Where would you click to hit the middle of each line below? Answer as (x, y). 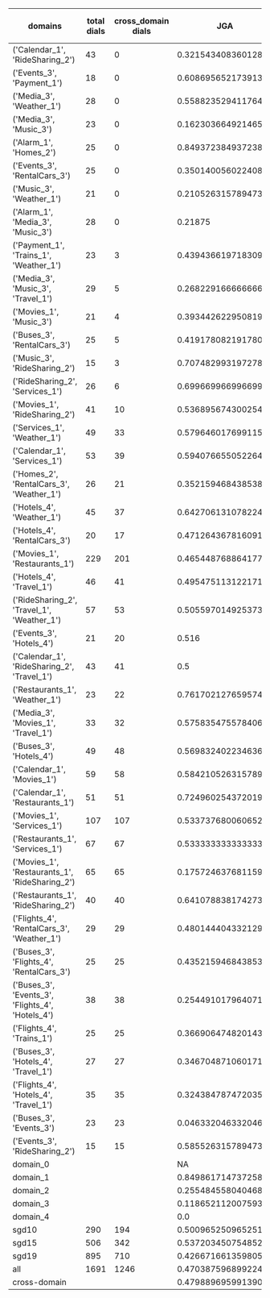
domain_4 (31, 1217)
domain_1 (31, 1177)
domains (45, 26)
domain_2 (31, 1190)
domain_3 (31, 1203)
